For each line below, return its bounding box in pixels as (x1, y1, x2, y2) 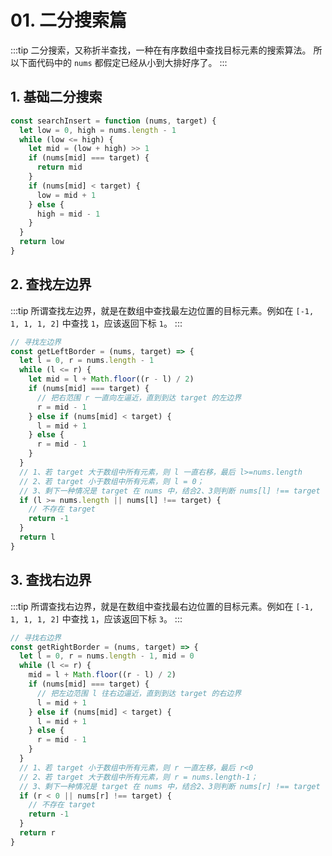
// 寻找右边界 (10, 632, 62, 643)
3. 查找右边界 (10, 572, 92, 589)
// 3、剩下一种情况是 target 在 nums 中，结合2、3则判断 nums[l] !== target (19, 486, 321, 496)
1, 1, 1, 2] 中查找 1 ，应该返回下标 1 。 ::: (10, 317, 183, 329)
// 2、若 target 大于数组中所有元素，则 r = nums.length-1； (19, 772, 258, 782)
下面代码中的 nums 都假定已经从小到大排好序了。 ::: (18, 56, 228, 68)
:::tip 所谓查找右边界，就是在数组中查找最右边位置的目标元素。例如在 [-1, (10, 600, 315, 612)
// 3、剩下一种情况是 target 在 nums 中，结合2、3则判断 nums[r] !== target (19, 781, 321, 791)
